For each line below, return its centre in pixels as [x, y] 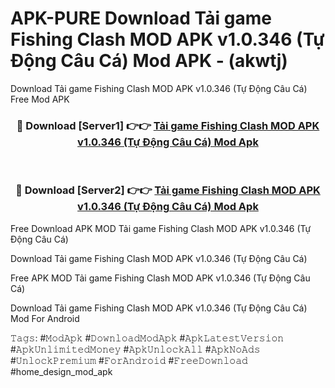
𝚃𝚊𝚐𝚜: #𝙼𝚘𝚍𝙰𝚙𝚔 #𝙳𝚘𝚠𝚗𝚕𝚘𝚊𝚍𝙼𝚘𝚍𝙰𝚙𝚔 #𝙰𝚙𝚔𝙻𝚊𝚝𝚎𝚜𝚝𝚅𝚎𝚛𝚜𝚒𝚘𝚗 [147, 338]
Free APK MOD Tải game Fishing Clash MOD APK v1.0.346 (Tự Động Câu [160, 278]
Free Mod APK [40, 99]
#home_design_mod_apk [61, 371]
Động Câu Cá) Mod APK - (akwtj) [149, 61]
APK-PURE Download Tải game [141, 18]
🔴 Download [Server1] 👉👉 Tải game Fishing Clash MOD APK [168, 125]
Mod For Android [45, 318]
